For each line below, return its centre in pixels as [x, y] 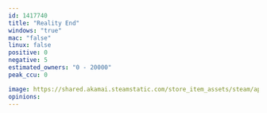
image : [19, 89]
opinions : [25, 96]
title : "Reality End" [44, 23]
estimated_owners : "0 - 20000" [60, 68]
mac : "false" [30, 38]
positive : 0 [28, 53]
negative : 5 [28, 60]
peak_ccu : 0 [28, 75]
